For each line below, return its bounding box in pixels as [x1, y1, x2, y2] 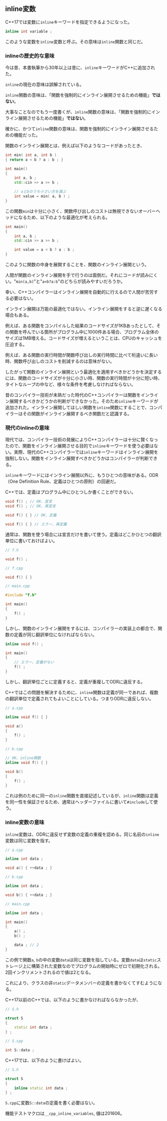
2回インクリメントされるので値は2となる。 [5, 969, 94, 975]
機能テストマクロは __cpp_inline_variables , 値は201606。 [5, 1111, 125, 1117]
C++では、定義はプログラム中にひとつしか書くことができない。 [5, 489, 136, 495]
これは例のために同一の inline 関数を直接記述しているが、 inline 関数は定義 [5, 793, 159, 799]
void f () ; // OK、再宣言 [5, 504, 56, 509]
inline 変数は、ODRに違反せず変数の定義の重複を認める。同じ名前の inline [5, 831, 160, 837]
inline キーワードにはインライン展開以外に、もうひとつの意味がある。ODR [5, 472, 159, 478]
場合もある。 [5, 312, 31, 318]
